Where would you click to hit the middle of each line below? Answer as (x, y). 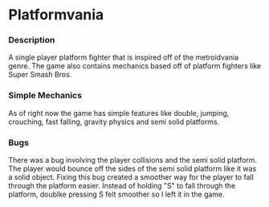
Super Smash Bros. (40, 75)
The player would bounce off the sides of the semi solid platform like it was (132, 169)
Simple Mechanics (45, 96)
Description (32, 40)
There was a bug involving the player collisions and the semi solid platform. (133, 160)
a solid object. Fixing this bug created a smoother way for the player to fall (131, 177)
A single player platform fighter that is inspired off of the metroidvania (124, 57)
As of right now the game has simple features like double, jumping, (119, 113)
